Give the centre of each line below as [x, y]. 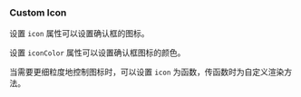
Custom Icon [38, 13]
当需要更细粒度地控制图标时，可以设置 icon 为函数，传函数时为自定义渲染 [147, 72]
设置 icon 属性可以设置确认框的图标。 [79, 34]
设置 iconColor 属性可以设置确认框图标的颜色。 [97, 53]
